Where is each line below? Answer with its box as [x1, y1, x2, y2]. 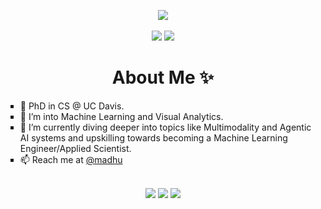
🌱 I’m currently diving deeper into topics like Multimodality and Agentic [19, 121, 312, 133]
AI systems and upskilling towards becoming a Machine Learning [19, 131, 288, 144]
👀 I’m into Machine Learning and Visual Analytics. [19, 110, 224, 122]
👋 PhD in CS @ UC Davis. [19, 100, 125, 112]
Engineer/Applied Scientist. [19, 142, 132, 154]
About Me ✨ [111, 66, 215, 89]
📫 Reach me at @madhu [19, 153, 123, 165]
